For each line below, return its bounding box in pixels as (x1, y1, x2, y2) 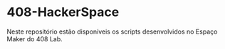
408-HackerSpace (6, 4, 120, 20)
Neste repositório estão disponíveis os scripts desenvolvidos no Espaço (6, 27, 218, 36)
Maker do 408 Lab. (6, 34, 63, 43)
